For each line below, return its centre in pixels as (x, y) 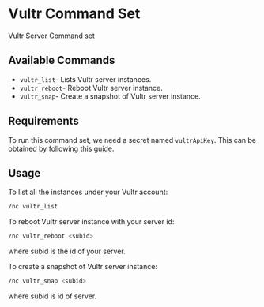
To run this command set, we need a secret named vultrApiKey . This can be (132, 140)
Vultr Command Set (74, 14)
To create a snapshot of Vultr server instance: (83, 267)
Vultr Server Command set (51, 36)
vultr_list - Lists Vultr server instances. (85, 79)
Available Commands (62, 60)
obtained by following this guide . (61, 148)
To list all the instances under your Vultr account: (88, 192)
